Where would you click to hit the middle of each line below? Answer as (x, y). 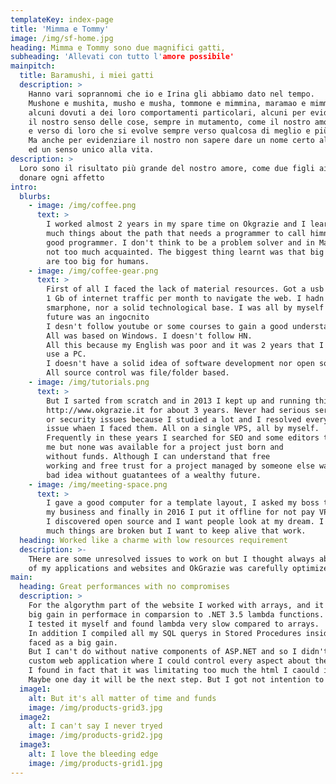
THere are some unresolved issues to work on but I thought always (171, 559)
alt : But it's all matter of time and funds (122, 698)
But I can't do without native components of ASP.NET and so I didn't (178, 652)
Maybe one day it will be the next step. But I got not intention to (176, 680)
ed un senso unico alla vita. (91, 150)
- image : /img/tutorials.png (89, 382)
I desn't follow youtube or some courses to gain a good (167, 326)
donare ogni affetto (62, 177)
